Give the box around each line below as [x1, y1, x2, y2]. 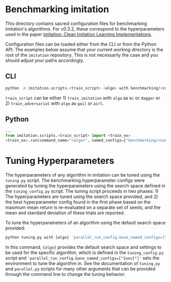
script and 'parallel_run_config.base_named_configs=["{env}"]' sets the [5, 255, 160, 261]
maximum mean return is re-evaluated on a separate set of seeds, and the [5, 205, 161, 210]
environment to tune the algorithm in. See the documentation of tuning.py [5, 260, 160, 266]
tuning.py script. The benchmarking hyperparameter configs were [5, 177, 145, 183]
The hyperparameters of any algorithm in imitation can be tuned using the [5, 172, 160, 178]
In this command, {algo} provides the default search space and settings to [5, 244, 162, 250]
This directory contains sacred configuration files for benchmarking [5, 20, 147, 26]
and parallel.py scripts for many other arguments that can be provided [5, 266, 156, 272]
